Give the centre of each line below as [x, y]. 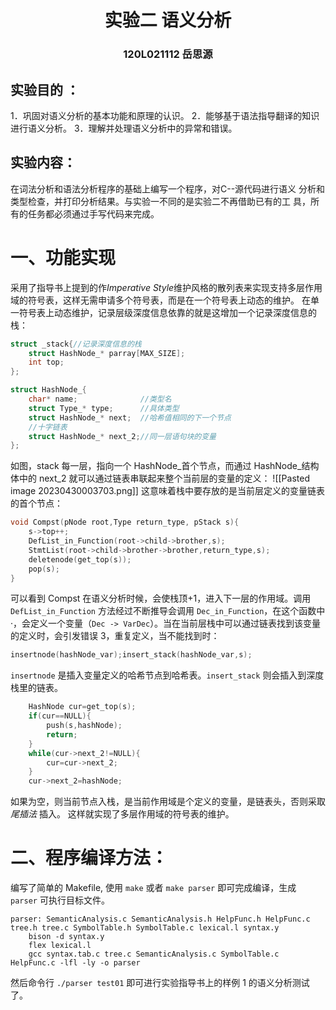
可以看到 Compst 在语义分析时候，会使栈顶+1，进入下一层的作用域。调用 [161, 598]
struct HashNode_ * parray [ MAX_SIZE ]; [107, 353]
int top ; [46, 362]
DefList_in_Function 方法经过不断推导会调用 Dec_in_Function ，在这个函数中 [168, 611]
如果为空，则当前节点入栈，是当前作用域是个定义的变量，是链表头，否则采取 [168, 802]
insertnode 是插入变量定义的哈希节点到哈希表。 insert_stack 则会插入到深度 [167, 675]
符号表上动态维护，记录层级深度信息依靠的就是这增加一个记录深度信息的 [167, 312]
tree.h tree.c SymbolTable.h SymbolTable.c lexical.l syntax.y [145, 928]
